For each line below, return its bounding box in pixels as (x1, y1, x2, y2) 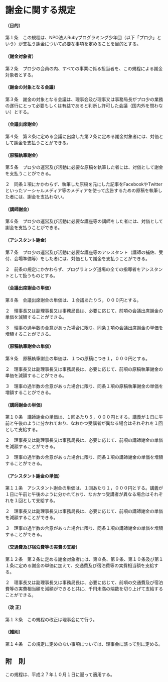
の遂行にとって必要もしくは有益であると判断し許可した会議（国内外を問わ (5, 103, 159, 109)
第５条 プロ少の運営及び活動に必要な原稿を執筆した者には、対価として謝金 (5, 164, 163, 170)
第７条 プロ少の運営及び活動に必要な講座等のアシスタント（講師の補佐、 (5, 249, 159, 255)
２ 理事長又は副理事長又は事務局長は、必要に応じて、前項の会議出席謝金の (5, 308, 163, 314)
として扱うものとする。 (9, 272, 58, 278)
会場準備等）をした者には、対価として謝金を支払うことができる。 (14, 255, 150, 261)
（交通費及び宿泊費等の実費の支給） (5, 544, 80, 550)
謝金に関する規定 (5, 5, 76, 16)
